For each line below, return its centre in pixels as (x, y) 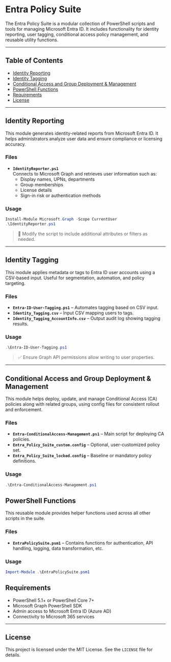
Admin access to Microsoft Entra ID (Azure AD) (62, 611)
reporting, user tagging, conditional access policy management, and (77, 34)
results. (21, 324)
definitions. (24, 461)
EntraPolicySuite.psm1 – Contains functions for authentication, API (83, 543)
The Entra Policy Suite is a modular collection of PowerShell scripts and (80, 23)
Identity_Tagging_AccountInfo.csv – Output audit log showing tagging (87, 318)
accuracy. (16, 144)
